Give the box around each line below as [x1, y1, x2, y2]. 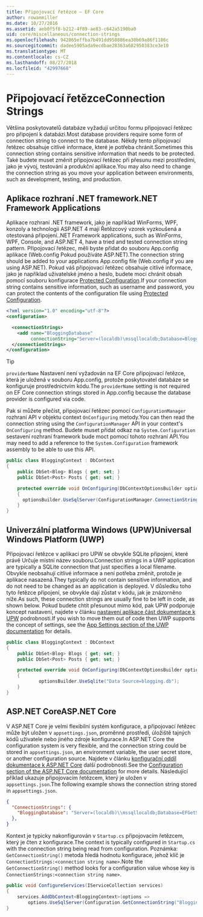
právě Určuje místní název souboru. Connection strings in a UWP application [6, 556, 195, 564]
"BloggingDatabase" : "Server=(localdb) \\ [17, 810, 123, 816]
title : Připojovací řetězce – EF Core [6, 8, 104, 15]
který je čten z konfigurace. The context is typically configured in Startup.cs [6, 839, 195, 845]
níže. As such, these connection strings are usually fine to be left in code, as [6, 595, 195, 602]
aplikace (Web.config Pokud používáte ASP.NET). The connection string [6, 251, 184, 258]
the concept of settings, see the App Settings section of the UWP [6, 621, 169, 628]
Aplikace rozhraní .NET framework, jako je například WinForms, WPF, [6, 219, 178, 226]
